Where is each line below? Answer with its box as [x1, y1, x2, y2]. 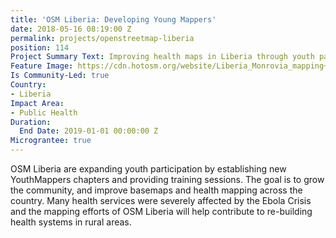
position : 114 [10, 42, 70, 53]
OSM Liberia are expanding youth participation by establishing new [10, 163, 287, 175]
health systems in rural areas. [10, 216, 132, 228]
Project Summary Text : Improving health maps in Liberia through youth [10, 52, 315, 62]
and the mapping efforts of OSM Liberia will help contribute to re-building [10, 206, 313, 217]
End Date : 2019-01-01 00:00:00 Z [19, 126, 159, 136]
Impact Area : [10, 98, 65, 108]
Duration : [10, 117, 52, 127]
